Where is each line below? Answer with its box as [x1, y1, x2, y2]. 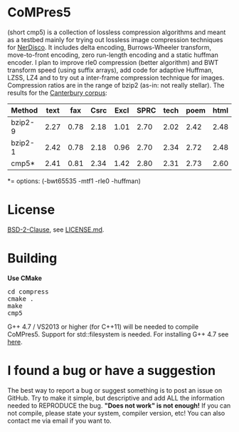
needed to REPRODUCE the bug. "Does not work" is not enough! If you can [7, 401, 231, 410]
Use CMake [7, 274, 43, 282]
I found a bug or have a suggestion [7, 363, 216, 379]
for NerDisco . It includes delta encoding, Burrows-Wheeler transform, [7, 43, 212, 51]
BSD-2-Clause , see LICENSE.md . [7, 225, 105, 234]
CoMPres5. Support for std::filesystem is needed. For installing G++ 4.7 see [7, 329, 229, 339]
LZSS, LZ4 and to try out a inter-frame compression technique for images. [7, 73, 225, 82]
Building [7, 250, 58, 267]
